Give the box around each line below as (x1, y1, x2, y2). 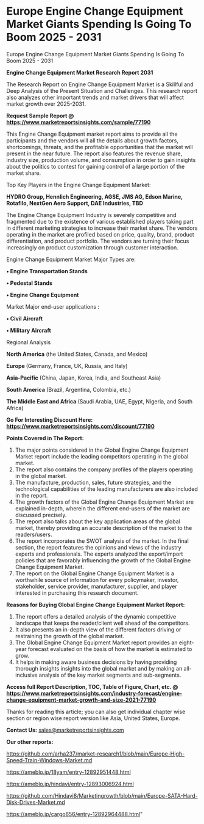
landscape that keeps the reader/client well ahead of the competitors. (15, 619, 190, 627)
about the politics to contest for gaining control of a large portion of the (6, 163, 185, 170)
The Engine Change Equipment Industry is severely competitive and (6, 211, 177, 218)
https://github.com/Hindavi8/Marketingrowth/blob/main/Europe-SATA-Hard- (6, 792, 198, 799)
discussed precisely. (15, 511, 67, 518)
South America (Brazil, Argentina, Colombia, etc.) (6, 386, 132, 393)
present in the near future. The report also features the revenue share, (6, 150, 183, 157)
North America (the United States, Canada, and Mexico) (6, 350, 148, 358)
